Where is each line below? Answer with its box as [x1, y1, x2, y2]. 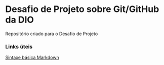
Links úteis [5, 43, 33, 50]
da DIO [5, 14, 34, 25]
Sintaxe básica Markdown [5, 54, 59, 60]
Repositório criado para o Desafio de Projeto [5, 30, 98, 36]
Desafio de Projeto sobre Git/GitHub [5, 3, 159, 15]
